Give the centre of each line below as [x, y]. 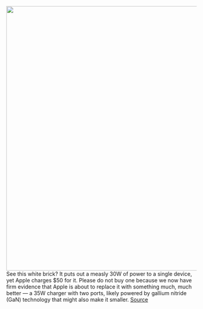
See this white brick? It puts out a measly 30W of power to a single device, [99, 274]
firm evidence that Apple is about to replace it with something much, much [99, 287]
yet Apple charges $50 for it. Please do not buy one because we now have [99, 280]
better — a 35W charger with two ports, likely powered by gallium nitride [97, 293]
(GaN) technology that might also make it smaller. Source [77, 300]
